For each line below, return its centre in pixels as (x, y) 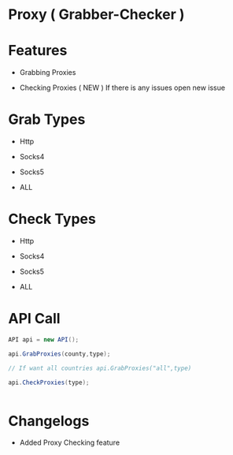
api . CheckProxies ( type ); (49, 382)
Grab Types (47, 119)
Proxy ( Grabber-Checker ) (96, 15)
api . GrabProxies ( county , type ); (59, 354)
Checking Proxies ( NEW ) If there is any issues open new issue (122, 88)
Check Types (52, 219)
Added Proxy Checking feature (70, 442)
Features (38, 51)
